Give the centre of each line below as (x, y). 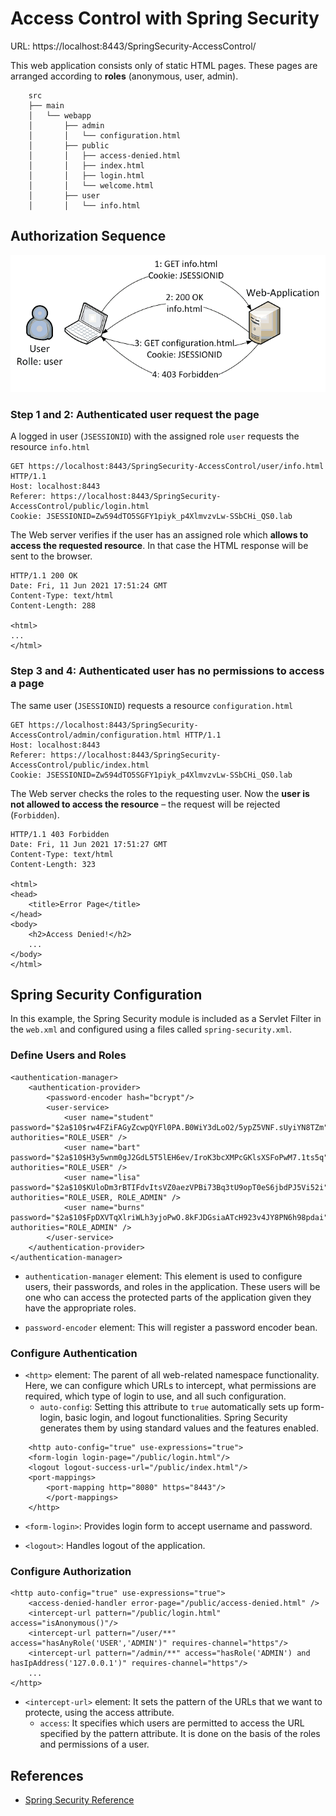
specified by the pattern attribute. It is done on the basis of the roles (180, 1734)
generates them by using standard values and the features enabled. (179, 1428)
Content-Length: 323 (53, 864)
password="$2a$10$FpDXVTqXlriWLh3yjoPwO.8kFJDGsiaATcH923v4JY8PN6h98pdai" (169, 1217)
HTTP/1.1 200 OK (44, 576)
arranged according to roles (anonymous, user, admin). (124, 76)
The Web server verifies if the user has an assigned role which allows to (159, 535)
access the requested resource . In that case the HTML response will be (159, 546)
